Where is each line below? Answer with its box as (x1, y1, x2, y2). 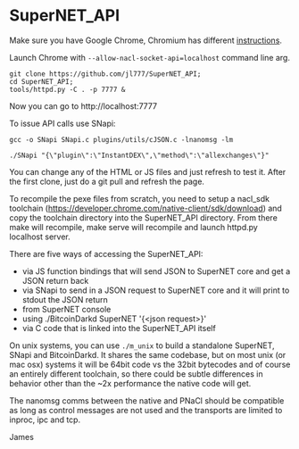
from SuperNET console (21, 303, 112, 314)
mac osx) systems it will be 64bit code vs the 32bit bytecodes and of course (9, 359, 291, 370)
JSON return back (21, 275, 89, 286)
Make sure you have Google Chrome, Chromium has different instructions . (9, 35, 283, 46)
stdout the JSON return (21, 294, 109, 304)
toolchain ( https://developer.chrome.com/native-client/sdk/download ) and (9, 203, 283, 213)
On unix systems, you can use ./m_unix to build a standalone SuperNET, (9, 340, 275, 351)
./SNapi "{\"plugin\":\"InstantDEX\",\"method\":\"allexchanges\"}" (9, 151, 270, 160)
